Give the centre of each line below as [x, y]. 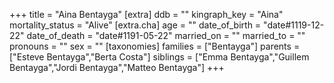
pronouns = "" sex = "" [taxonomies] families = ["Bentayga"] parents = [155, 46]
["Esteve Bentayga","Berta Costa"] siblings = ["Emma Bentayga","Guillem [159, 57]
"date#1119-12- [294, 25]
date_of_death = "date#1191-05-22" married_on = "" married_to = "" [166, 35]
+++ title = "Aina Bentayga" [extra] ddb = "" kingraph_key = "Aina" [146, 14]
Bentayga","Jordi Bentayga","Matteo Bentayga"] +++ [117, 67]
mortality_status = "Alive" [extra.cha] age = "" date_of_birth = [135, 25]
